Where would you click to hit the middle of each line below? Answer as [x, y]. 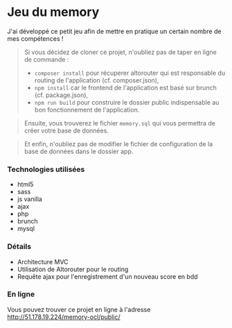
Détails [19, 247]
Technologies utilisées [46, 169]
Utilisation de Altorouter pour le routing [73, 269]
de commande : [46, 59]
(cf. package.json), [61, 95]
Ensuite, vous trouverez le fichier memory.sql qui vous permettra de [120, 123]
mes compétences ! [35, 38]
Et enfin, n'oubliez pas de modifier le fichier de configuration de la [118, 144]
